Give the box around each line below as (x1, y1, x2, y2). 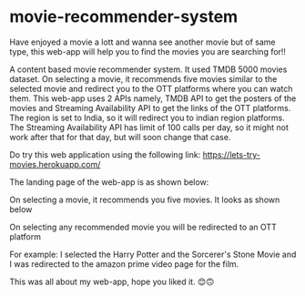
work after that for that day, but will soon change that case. (9, 131, 231, 142)
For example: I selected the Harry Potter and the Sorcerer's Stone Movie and (9, 249, 297, 260)
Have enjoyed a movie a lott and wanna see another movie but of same (9, 36, 276, 47)
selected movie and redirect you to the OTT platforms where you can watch (9, 83, 293, 94)
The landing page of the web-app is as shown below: (9, 176, 209, 188)
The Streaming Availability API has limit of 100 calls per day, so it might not (9, 121, 289, 133)
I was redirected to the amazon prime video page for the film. (9, 258, 239, 270)
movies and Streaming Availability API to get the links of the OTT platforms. (9, 102, 291, 113)
